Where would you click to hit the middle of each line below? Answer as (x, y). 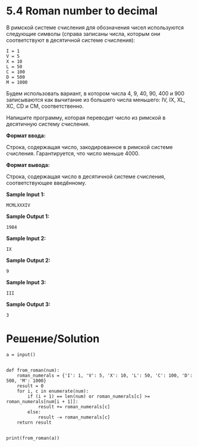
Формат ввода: (26, 135)
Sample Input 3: (26, 282)
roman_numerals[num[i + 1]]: (42, 401)
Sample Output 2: (28, 260)
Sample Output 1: (28, 216)
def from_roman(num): (33, 370)
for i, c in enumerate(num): (53, 391)
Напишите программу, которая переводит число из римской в (86, 117)
